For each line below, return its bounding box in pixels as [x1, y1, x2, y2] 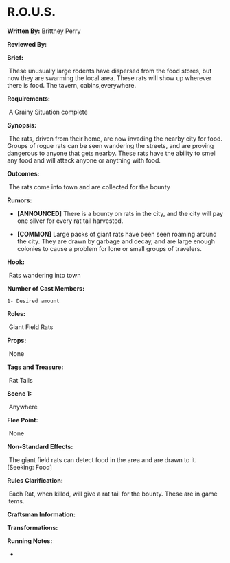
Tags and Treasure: [7, 363, 64, 371]
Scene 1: [7, 389, 32, 398]
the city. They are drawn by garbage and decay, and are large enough [16, 237, 215, 245]
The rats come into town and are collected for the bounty [8, 182, 170, 191]
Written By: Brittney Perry [7, 27, 81, 35]
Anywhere [8, 403, 38, 411]
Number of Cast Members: [7, 284, 85, 292]
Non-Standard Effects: [7, 442, 73, 451]
